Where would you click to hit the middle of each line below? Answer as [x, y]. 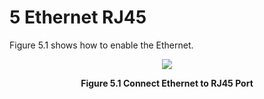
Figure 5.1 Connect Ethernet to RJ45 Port [167, 83]
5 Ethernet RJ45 [78, 17]
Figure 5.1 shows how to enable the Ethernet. [101, 45]
